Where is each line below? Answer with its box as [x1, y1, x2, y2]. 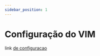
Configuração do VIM [4, 28, 95, 40]
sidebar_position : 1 [4, 7, 48, 12]
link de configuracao [4, 45, 47, 51]
